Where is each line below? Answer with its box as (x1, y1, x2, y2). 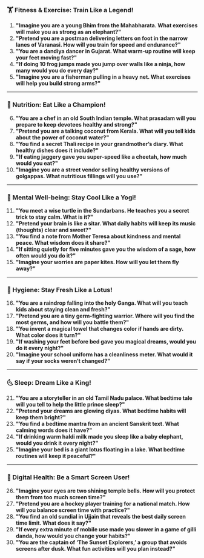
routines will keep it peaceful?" (15, 453, 96, 460)
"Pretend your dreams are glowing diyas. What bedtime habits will (15, 407, 186, 414)
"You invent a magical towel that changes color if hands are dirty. (15, 325, 184, 333)
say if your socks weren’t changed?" (15, 357, 111, 365)
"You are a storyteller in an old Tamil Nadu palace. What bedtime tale (15, 394, 192, 402)
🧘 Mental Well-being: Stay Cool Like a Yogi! (7, 193, 136, 202)
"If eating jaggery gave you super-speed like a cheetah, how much (15, 153, 187, 160)
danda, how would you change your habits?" (15, 532, 131, 539)
